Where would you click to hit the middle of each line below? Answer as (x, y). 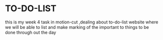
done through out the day (31, 32)
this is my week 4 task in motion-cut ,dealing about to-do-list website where (82, 22)
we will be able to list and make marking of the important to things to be (77, 27)
